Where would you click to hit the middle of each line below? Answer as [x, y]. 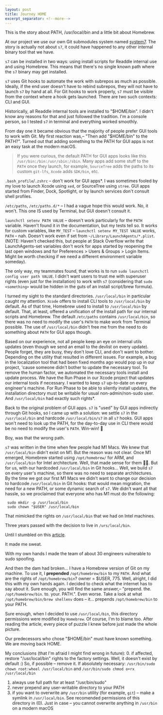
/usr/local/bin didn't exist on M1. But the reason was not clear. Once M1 [78, 453]
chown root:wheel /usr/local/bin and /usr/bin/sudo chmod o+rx [70, 669]
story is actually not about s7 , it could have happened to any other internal [79, 47]
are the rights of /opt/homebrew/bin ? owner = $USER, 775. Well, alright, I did [81, 578]
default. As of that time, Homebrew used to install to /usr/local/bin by [76, 306]
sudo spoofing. [20, 559]
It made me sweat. [24, 544]
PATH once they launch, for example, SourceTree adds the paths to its [85, 166]
